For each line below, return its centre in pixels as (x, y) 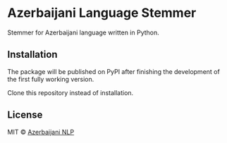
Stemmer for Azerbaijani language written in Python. (84, 32)
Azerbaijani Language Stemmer (102, 13)
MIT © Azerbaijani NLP (41, 132)
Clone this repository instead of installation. (70, 92)
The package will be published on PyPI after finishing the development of (114, 71)
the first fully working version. (51, 79)
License (25, 115)
